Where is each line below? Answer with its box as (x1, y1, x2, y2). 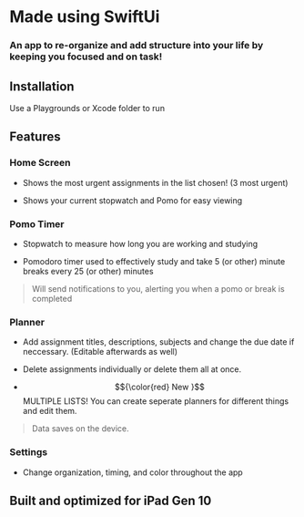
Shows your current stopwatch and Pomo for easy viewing (22, 194, 243, 206)
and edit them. (22, 406, 77, 417)
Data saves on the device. (31, 423, 129, 434)
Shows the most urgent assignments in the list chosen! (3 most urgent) (22, 177, 289, 188)
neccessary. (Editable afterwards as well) (22, 346, 178, 357)
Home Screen (9, 157, 71, 170)
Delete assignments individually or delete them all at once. (22, 364, 242, 375)
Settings (9, 446, 48, 459)
